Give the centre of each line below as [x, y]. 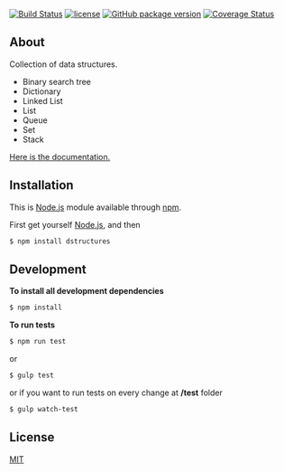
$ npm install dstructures [60, 241]
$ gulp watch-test [44, 409]
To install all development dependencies [87, 291]
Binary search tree [57, 81]
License [32, 437]
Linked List [42, 100]
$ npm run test [38, 342]
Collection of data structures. [64, 64]
